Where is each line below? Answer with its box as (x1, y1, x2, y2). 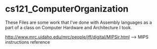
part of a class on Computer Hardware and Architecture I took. (5, 24, 132, 30)
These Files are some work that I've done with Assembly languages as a (5, 19, 152, 25)
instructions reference (5, 39, 50, 45)
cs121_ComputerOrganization (5, 3, 129, 15)
